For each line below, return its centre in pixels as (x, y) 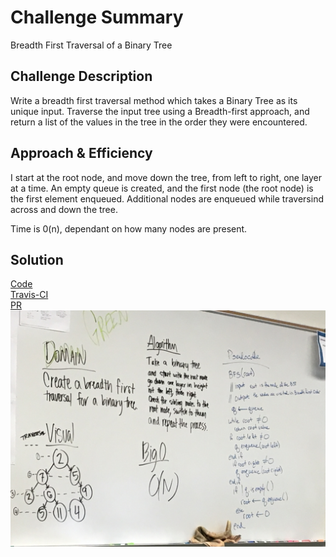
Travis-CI (29, 295)
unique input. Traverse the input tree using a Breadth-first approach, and (160, 111)
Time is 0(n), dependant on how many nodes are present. (129, 228)
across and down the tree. (64, 209)
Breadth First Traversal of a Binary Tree (91, 45)
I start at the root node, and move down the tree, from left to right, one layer (166, 177)
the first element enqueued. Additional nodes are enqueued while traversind (167, 198)
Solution (37, 259)
